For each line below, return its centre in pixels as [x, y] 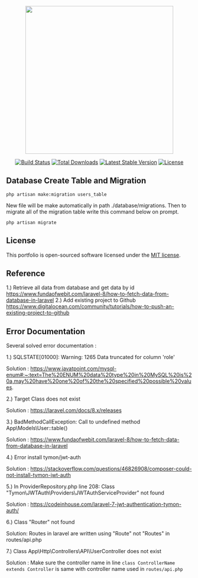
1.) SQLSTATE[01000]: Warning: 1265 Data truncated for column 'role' [91, 357]
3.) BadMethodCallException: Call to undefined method [73, 422]
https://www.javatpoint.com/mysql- [74, 369]
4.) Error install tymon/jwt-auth [43, 457]
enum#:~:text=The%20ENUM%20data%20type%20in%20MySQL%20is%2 [99, 375]
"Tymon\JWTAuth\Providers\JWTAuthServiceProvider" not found [85, 493]
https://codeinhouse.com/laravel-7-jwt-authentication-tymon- [106, 504]
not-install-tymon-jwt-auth [38, 475]
